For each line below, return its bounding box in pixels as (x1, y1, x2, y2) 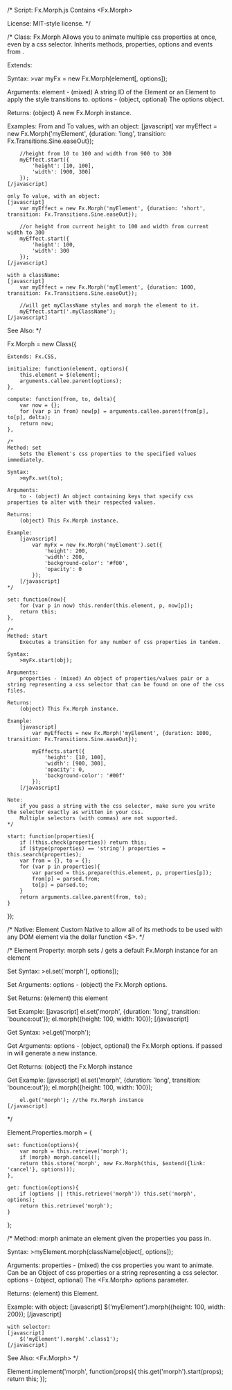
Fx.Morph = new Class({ (7, 340, 77, 348)
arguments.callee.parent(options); (19, 378, 123, 384)
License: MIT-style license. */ (7, 19, 91, 27)
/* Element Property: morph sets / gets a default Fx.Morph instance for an (7, 947, 218, 954)
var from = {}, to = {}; (19, 857, 91, 864)
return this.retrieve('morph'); (19, 1203, 113, 1210)
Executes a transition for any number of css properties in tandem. (19, 638, 222, 645)
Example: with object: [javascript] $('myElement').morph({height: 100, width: (7, 1303, 226, 1311)
